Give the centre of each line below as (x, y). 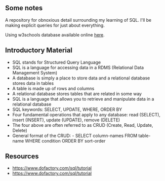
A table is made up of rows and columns (53, 88)
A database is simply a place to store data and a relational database (81, 78)
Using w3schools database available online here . (55, 35)
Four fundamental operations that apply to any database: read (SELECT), (86, 114)
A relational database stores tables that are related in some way (77, 94)
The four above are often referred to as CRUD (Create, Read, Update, (82, 125)
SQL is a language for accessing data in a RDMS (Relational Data (78, 67)
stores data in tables (33, 83)
